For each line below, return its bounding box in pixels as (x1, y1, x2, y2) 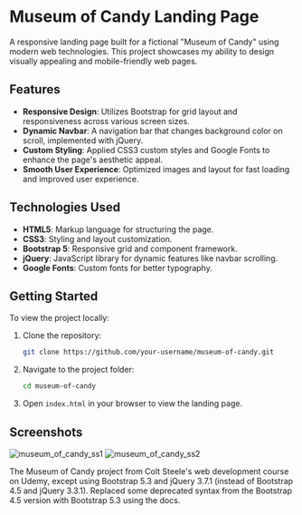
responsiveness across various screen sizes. (22, 115, 190, 126)
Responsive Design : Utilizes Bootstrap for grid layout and (22, 106, 238, 117)
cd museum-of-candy (22, 382, 97, 391)
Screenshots (9, 424, 83, 440)
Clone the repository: (22, 330, 102, 341)
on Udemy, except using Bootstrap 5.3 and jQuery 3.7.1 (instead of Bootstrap (9, 475, 294, 486)
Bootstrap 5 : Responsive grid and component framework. (22, 243, 238, 254)
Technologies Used (9, 199, 120, 215)
